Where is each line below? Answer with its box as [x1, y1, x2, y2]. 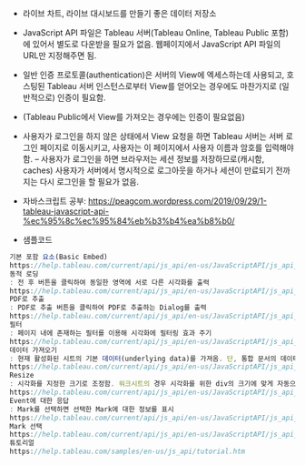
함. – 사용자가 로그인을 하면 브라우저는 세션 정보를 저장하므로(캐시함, [22, 154, 265, 164]
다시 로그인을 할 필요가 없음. [39, 177, 139, 187]
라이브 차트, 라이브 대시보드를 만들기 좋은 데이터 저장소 [22, 8, 217, 18]
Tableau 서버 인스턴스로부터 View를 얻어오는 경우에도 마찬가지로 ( [46, 81, 282, 91]
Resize [9, 371, 34, 380]
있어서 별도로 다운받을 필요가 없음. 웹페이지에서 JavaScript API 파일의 [32, 39, 281, 49]
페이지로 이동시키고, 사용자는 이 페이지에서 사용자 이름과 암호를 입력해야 [39, 142, 295, 153]
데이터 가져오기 [9, 345, 57, 355]
